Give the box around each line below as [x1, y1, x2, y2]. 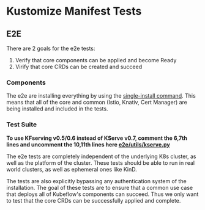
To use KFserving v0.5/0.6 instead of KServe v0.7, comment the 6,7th [6, 134, 188, 142]
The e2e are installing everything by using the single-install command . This [6, 92, 196, 100]
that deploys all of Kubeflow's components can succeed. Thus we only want [6, 190, 199, 198]
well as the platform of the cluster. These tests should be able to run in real [6, 159, 195, 166]
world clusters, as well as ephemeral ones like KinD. [6, 165, 138, 173]
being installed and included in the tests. [6, 105, 108, 112]
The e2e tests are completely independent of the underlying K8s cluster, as [6, 153, 196, 160]
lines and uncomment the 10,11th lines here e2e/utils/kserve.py [6, 140, 170, 148]
